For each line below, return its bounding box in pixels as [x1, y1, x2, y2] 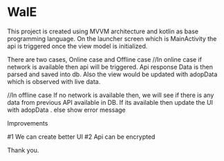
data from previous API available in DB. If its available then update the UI [7, 98, 213, 106]
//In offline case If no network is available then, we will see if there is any [7, 91, 214, 99]
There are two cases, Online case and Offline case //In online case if [7, 55, 203, 63]
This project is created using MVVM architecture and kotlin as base [7, 27, 199, 35]
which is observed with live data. [7, 77, 101, 85]
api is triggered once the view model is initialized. [7, 42, 148, 50]
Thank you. [7, 146, 39, 154]
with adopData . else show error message [7, 105, 126, 114]
